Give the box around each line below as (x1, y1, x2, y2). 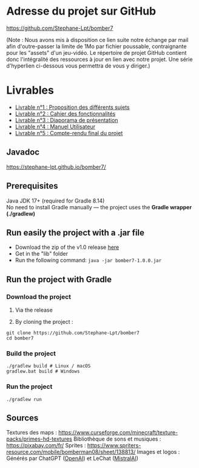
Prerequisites (6, 181, 58, 191)
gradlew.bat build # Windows (6, 368, 80, 375)
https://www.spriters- (87, 442, 141, 449)
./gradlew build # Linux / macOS (6, 363, 91, 369)
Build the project (6, 349, 56, 357)
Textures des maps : (6, 429, 58, 436)
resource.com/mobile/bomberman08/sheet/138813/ (6, 449, 136, 456)
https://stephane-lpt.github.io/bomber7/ (6, 163, 106, 170)
